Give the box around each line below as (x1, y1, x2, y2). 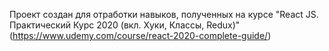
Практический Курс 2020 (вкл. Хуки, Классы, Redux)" (9, 19, 241, 31)
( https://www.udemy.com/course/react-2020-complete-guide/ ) (9, 30, 272, 41)
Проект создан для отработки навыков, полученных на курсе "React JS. (9, 9, 319, 20)
